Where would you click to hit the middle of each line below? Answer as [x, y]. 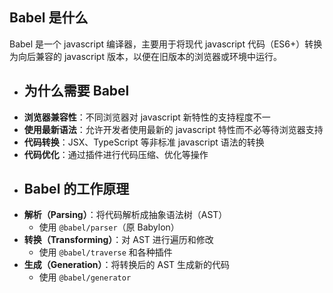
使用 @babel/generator [85, 277]
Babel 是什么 [49, 18]
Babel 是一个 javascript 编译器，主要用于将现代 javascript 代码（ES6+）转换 [166, 44]
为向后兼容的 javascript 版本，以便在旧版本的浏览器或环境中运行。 [145, 56]
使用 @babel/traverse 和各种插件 [105, 252]
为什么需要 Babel [76, 91]
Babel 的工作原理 [76, 189]
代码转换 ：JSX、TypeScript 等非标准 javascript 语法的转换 [144, 142]
